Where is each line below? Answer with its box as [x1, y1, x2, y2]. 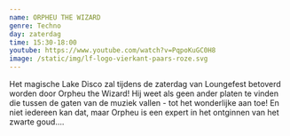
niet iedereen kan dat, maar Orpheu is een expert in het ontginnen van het [9, 108, 279, 117]
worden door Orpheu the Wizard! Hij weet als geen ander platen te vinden [9, 88, 279, 99]
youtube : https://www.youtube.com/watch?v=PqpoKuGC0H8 [9, 46, 216, 55]
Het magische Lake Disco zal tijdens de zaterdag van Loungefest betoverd [9, 79, 281, 89]
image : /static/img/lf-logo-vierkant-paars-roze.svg [9, 54, 208, 63]
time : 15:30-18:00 [9, 37, 77, 47]
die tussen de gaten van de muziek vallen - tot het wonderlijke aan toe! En [9, 98, 279, 108]
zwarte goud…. [9, 116, 65, 127]
